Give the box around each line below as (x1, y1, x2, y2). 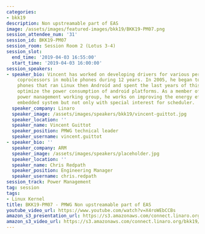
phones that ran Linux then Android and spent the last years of (17, 83, 187, 89)
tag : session (6, 185, 40, 191)
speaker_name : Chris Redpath (12, 162, 86, 168)
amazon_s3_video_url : (6, 219, 62, 225)
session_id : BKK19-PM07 (6, 37, 67, 43)
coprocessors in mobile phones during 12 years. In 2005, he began (17, 77, 192, 83)
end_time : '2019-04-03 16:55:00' (12, 54, 97, 60)
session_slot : (6, 49, 43, 55)
